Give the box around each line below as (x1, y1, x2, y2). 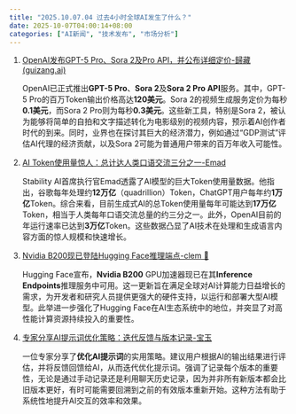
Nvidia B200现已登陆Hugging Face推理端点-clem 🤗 (21, 250, 210, 262)
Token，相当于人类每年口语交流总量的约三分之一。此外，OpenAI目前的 (21, 209, 282, 220)
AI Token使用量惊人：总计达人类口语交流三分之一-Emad (21, 157, 226, 168)
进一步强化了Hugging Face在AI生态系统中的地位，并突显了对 (52, 302, 276, 313)
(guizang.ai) (21, 65, 66, 75)
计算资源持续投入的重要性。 (37, 314, 139, 324)
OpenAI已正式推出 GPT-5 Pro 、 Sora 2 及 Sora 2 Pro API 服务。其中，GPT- (21, 83, 286, 94)
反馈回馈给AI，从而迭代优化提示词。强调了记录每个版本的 (52, 363, 263, 373)
